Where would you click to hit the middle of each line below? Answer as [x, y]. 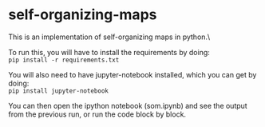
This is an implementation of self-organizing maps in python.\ [109, 37]
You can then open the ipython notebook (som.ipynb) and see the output [128, 105]
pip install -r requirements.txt [64, 60]
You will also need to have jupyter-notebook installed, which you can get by [132, 74]
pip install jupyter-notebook [59, 91]
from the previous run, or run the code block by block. [97, 114]
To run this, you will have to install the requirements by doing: [109, 52]
